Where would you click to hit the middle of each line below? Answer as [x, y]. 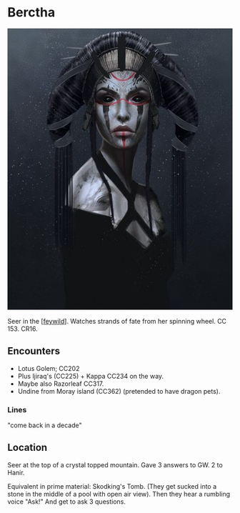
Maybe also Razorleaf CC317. [61, 384]
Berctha [31, 13]
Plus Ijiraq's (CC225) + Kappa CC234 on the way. [91, 376]
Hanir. [16, 472]
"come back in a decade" [45, 425]
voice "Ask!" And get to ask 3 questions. [67, 502]
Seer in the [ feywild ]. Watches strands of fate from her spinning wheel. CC [117, 321]
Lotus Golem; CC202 [49, 368]
